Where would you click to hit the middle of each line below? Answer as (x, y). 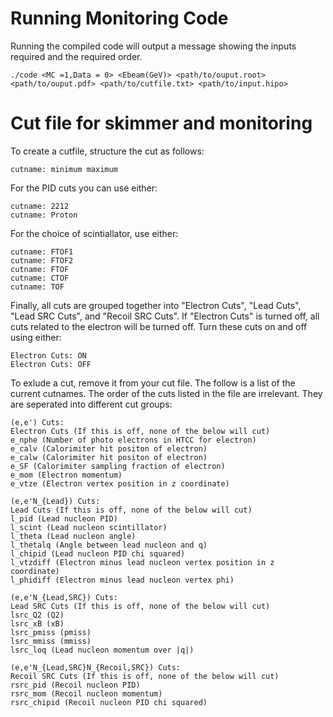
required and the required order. (76, 56)
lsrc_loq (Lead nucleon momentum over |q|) (102, 650)
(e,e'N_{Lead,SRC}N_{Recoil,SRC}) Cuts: (96, 667)
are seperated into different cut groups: (91, 404)
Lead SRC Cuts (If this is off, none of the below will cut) (140, 606)
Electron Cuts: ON (48, 355)
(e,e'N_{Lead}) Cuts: (55, 501)
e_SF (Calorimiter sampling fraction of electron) (118, 466)
